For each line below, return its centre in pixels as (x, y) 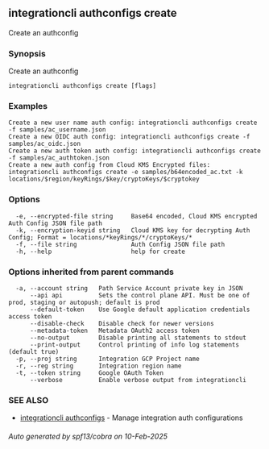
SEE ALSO (29, 400)
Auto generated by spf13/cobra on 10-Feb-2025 (88, 436)
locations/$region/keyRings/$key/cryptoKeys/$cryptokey (104, 179)
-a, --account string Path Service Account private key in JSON (129, 289)
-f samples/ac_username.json (57, 130)
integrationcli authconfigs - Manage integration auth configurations (131, 418)
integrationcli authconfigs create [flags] (83, 86)
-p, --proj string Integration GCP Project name (108, 359)
